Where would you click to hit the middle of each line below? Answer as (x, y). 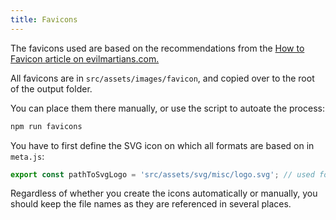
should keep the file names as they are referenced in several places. (151, 204)
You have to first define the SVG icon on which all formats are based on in (162, 145)
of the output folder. (51, 88)
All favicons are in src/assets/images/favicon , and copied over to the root (162, 78)
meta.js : (27, 156)
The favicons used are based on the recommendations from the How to (157, 48)
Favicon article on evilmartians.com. (85, 58)
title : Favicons (44, 19)
